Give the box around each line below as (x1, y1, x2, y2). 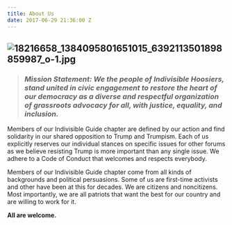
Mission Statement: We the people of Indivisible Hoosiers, (24, 74, 224, 84)
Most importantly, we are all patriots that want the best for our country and (7, 190, 221, 199)
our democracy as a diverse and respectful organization (24, 91, 219, 101)
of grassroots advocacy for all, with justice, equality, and (24, 100, 222, 110)
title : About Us (7, 10, 54, 17)
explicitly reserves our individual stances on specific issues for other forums (7, 140, 226, 148)
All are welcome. (7, 211, 57, 219)
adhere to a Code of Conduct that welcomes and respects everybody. (7, 155, 207, 163)
